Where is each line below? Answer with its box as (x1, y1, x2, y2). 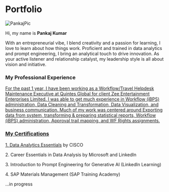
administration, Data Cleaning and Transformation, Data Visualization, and (5, 102, 159, 108)
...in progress (5, 181, 33, 187)
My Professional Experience (5, 74, 76, 81)
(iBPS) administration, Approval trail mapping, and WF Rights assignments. (5, 118, 160, 124)
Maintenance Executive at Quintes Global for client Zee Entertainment (5, 91, 150, 97)
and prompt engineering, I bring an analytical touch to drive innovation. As (5, 51, 159, 57)
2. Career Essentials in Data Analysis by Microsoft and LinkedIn (5, 152, 137, 158)
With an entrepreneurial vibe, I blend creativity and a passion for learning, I (5, 39, 160, 46)
